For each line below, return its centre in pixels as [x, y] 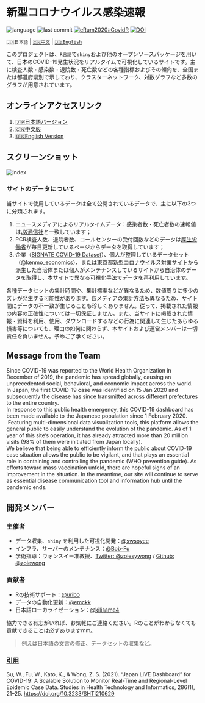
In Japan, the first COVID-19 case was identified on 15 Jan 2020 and [92, 390]
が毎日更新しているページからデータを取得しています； [95, 247]
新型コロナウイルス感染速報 [76, 12]
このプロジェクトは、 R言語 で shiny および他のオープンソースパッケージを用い [102, 54]
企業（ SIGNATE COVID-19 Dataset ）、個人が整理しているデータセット [102, 254]
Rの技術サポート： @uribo [48, 594]
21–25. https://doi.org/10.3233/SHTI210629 [60, 693]
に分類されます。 [27, 211]
